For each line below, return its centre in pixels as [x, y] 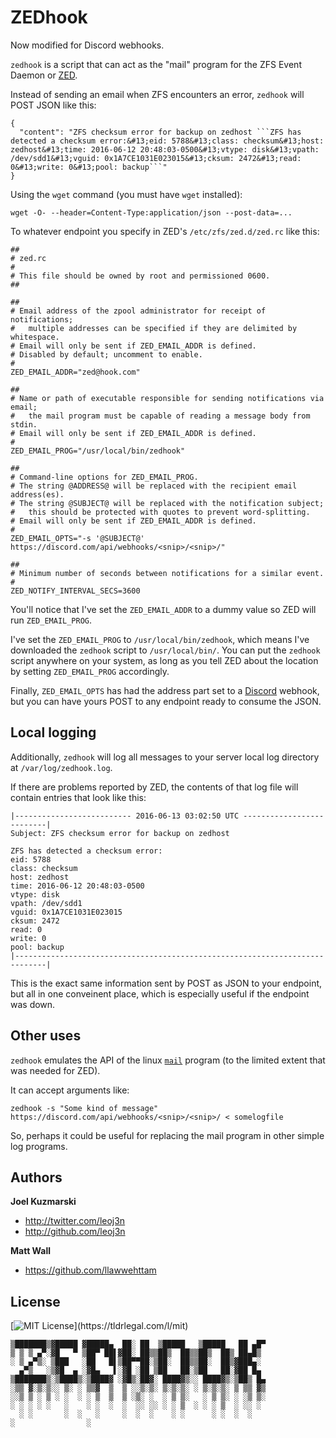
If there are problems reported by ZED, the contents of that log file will [154, 787]
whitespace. [35, 337]
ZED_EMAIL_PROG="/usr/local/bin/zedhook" [98, 451]
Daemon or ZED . [44, 75]
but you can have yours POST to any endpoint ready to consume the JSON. [166, 701]
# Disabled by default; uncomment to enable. [106, 354]
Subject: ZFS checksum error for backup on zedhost [120, 833]
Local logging [53, 732]
